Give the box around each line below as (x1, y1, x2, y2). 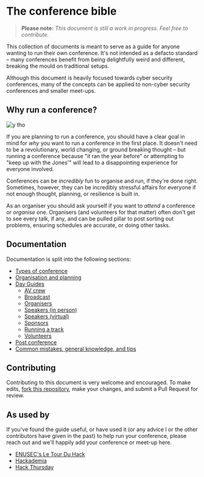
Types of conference (15, 267, 68, 274)
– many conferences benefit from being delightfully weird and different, (6, 56, 185, 63)
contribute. (21, 31, 49, 38)
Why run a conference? (6, 105, 97, 115)
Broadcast (24, 293, 51, 300)
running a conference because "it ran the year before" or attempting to (6, 152, 184, 159)
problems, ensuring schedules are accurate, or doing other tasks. (6, 221, 171, 228)
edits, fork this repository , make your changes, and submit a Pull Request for (6, 385, 199, 393)
